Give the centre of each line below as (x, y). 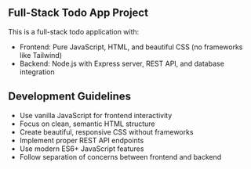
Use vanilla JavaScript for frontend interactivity (96, 115)
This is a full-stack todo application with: (74, 31)
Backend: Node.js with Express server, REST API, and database (122, 63)
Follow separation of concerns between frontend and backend (120, 156)
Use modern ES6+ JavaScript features (82, 149)
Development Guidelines (70, 97)
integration (37, 72)
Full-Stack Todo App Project (78, 13)
